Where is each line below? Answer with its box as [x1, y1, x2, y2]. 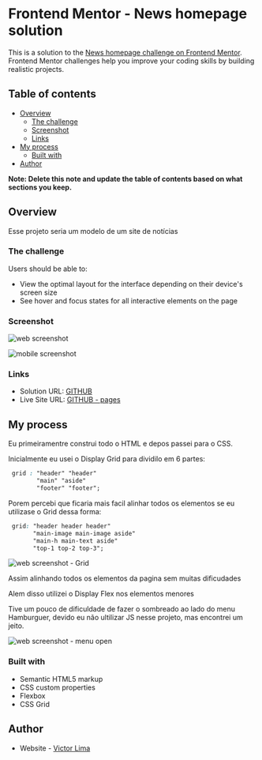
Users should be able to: [8, 264, 88, 273]
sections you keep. [8, 182, 73, 192]
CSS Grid [19, 699, 50, 709]
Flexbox [19, 690, 46, 700]
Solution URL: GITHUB [19, 386, 92, 396]
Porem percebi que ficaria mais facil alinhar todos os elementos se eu [8, 499, 235, 508]
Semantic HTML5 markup [19, 674, 103, 683]
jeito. [8, 621, 24, 630]
